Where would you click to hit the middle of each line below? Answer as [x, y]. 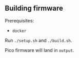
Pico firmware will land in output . [39, 50]
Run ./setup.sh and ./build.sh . [38, 40]
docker [19, 31]
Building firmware [34, 8]
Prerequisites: [19, 20]
